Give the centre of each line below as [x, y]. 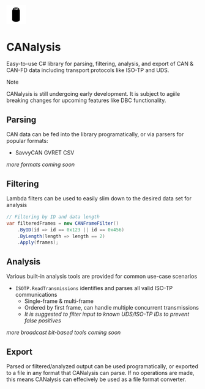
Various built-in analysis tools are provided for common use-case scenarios [102, 277]
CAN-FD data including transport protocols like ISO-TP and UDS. [88, 70]
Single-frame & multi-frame [59, 301]
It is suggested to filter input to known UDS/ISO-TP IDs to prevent [107, 314]
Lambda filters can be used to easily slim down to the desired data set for [99, 198]
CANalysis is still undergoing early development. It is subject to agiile [93, 94]
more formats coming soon [41, 165]
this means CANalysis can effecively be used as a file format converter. [96, 379]
